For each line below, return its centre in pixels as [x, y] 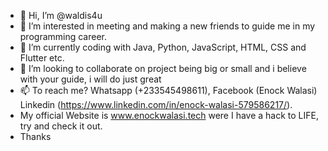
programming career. [63, 36]
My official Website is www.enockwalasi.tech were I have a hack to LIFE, [169, 115]
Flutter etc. [42, 58]
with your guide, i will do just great [90, 79]
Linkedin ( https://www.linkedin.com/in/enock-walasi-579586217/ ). [156, 104]
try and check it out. [61, 126]
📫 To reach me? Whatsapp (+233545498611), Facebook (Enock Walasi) [168, 90]
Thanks [35, 136]
